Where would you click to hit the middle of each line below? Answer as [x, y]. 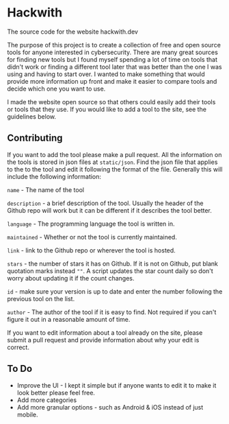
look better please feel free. [56, 392]
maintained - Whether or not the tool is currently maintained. [92, 237]
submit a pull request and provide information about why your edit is [103, 340]
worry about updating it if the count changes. [71, 278]
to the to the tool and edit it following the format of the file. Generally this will [115, 169]
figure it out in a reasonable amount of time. [69, 319]
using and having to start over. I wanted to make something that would [106, 74]
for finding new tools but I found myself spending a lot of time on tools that [112, 59]
